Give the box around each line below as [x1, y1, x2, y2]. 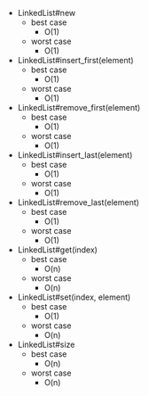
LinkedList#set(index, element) [17, 292, 131, 302]
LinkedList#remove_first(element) [17, 103, 141, 112]
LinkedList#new [17, 8, 76, 18]
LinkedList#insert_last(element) [17, 150, 133, 160]
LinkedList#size [17, 339, 75, 350]
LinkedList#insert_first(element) [17, 55, 135, 65]
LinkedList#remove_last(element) [17, 197, 140, 208]
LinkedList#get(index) [17, 244, 98, 255]
